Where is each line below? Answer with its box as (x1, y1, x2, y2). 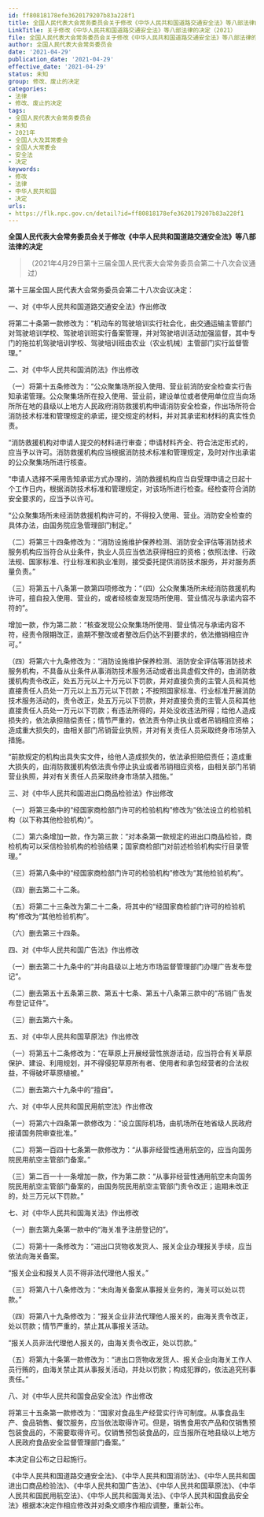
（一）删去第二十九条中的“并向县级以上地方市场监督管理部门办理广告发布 (8, 962, 246, 972)
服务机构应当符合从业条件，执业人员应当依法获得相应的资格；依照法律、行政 (8, 547, 256, 556)
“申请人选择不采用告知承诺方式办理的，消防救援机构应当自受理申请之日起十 (8, 474, 253, 484)
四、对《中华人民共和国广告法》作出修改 (8, 945, 139, 954)
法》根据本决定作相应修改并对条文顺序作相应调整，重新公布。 (8, 1500, 208, 1510)
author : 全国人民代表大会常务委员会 (8, 41, 112, 49)
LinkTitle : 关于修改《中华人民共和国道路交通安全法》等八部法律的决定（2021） (8, 26, 237, 34)
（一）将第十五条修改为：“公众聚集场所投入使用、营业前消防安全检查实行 (8, 381, 246, 391)
